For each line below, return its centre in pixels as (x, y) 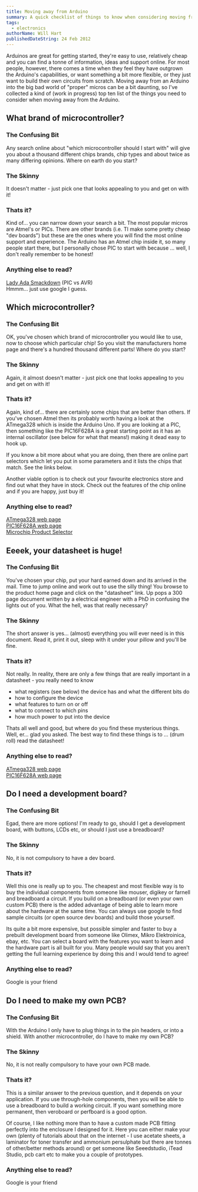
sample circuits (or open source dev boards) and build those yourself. (91, 918)
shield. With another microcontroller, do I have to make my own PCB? (90, 1037)
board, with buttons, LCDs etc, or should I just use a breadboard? (85, 830)
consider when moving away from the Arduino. (63, 100)
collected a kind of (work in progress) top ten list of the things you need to (96, 93)
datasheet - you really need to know (50, 680)
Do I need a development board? (67, 794)
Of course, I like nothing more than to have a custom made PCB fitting (91, 1123)
